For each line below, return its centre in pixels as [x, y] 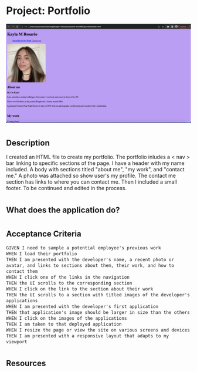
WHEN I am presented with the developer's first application [82, 307]
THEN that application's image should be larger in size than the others [98, 313]
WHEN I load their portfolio [42, 254]
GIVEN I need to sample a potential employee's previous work [84, 248]
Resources [26, 363]
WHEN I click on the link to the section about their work [80, 289]
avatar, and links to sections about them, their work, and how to [90, 266]
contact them [22, 272]
